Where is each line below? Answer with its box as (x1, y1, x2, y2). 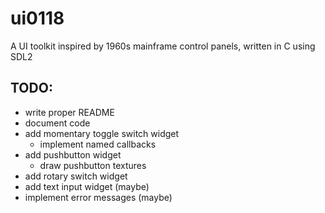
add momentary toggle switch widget (24, 127, 180, 139)
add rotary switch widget (24, 170, 128, 182)
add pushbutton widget (24, 148, 122, 161)
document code (24, 117, 91, 129)
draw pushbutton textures (39, 159, 147, 171)
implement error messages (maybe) (24, 191, 173, 203)
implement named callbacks (39, 138, 157, 150)
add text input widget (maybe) (24, 180, 150, 192)
